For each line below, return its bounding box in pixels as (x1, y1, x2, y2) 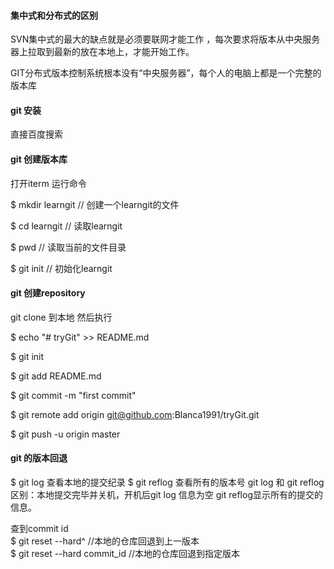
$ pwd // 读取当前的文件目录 (10, 241, 127, 253)
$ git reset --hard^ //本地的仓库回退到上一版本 (10, 535, 200, 547)
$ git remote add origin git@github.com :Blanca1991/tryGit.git (10, 408, 260, 420)
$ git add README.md (10, 370, 102, 382)
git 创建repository (10, 287, 86, 299)
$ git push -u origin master (10, 428, 121, 440)
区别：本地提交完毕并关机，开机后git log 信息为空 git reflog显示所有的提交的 (10, 489, 323, 501)
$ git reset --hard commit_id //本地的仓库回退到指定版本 (10, 548, 240, 560)
